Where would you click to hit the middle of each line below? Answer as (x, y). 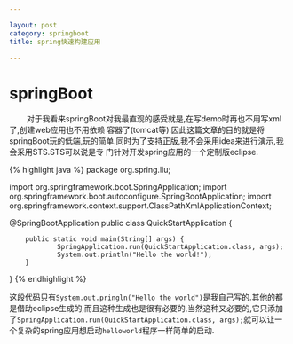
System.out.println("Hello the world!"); (135, 255)
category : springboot (49, 33)
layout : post (33, 25)
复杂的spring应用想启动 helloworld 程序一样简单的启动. (115, 331)
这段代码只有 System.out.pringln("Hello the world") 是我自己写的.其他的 (142, 297)
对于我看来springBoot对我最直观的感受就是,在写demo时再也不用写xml (154, 119)
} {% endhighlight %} (48, 279)
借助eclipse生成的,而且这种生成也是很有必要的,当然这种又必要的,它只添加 (150, 309)
